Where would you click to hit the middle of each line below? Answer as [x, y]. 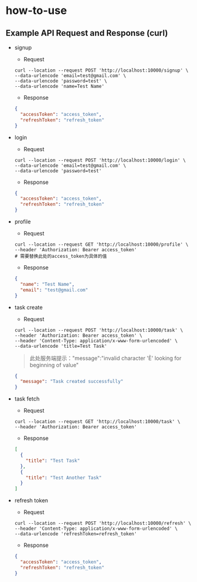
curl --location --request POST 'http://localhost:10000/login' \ [100, 160]
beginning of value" [54, 365]
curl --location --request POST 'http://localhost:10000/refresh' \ [103, 523]
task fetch [27, 399]
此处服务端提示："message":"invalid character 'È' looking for [105, 358]
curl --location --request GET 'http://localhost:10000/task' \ [97, 422]
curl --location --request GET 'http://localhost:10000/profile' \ [101, 245]
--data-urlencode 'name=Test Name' [59, 86]
